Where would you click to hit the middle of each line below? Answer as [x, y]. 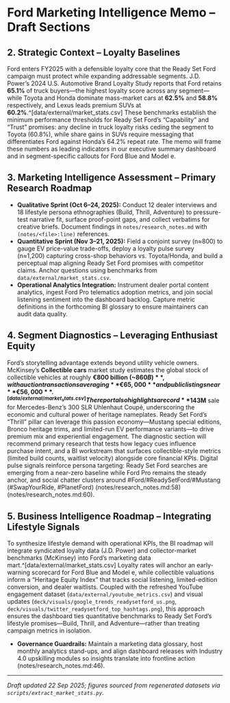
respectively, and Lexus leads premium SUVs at [74, 105]
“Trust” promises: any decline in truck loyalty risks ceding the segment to [111, 127]
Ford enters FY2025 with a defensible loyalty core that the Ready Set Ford [112, 69]
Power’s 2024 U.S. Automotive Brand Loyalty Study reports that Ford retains [114, 83]
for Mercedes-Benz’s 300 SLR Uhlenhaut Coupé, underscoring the [101, 407]
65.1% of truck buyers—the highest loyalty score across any [92, 91]
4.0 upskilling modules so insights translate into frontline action [106, 659]
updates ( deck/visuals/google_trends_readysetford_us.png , [92, 602]
